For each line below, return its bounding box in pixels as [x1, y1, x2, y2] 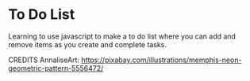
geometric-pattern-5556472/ [8, 63, 104, 72]
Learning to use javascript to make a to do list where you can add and [8, 31, 237, 41]
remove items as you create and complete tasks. [8, 39, 167, 49]
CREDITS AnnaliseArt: [8, 55, 80, 64]
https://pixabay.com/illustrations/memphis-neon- [81, 55, 242, 64]
